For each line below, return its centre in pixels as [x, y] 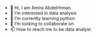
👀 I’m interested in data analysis [43, 13]
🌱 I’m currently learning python [42, 18]
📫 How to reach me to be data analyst [50, 29]
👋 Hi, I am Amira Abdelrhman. [41, 8]
